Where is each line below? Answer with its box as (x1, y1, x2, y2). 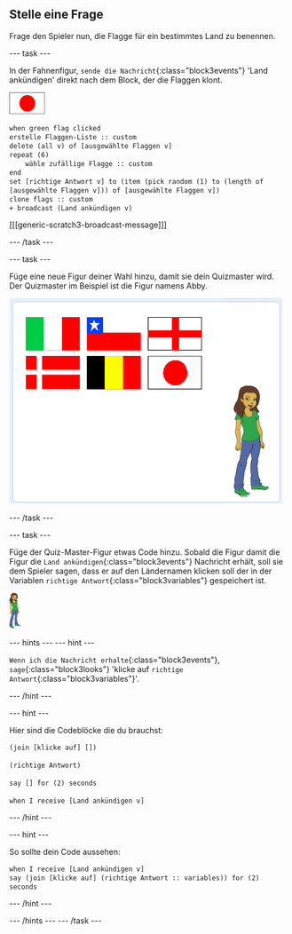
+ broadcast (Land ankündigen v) (9, 203, 133, 212)
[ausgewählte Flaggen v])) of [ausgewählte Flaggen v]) (9, 186, 220, 194)
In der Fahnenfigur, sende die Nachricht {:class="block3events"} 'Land (9, 65, 269, 75)
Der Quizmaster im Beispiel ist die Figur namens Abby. (9, 280, 209, 291)
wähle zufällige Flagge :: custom (25, 159, 153, 168)
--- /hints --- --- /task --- (9, 914, 102, 926)
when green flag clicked (9, 123, 101, 132)
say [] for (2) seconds (9, 779, 98, 788)
